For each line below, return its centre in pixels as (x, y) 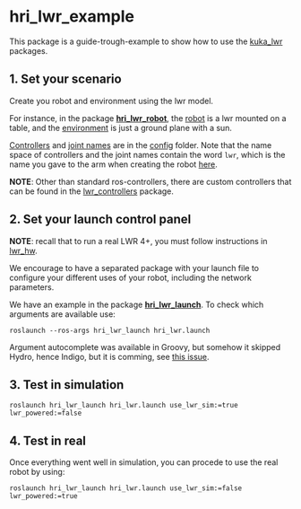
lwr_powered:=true (43, 496)
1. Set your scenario (66, 79)
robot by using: (37, 472)
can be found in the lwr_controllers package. (92, 191)
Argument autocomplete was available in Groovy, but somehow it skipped (145, 347)
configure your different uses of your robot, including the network (131, 277)
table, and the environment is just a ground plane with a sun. (121, 127)
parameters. (32, 287)
